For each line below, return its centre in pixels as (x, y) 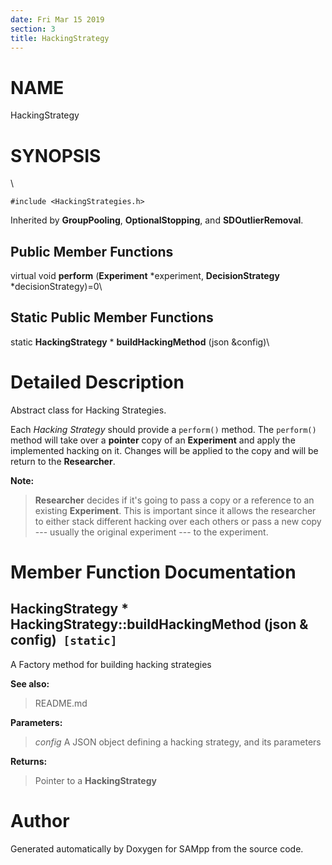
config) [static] (64, 640)
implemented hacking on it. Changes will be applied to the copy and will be (164, 450)
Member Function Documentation (153, 572)
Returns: (29, 761)
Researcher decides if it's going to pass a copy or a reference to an (174, 500)
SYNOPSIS (56, 155)
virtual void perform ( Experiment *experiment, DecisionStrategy (145, 276)
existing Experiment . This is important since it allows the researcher (175, 510)
